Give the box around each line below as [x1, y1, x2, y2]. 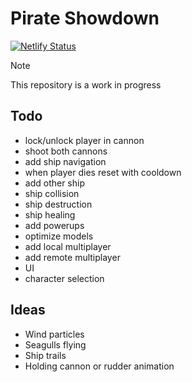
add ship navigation [24, 155, 107, 167]
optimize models [24, 230, 94, 242]
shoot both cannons [24, 145, 108, 157]
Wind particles [24, 328, 85, 340]
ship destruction [24, 198, 93, 210]
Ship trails [24, 349, 67, 361]
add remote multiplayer [24, 251, 121, 263]
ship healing [24, 208, 76, 221]
